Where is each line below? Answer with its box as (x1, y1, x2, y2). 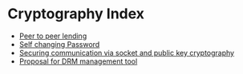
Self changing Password (18, 39, 100, 49)
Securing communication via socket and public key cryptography (18, 48, 234, 57)
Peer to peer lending (18, 31, 87, 41)
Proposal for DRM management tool (18, 56, 138, 66)
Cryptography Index (7, 5, 145, 23)
